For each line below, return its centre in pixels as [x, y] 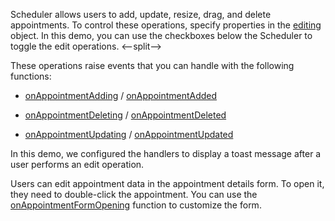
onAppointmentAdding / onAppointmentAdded [121, 95]
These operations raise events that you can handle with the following [152, 65]
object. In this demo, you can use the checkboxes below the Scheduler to [161, 35]
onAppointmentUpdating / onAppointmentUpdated [129, 134]
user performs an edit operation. [77, 164]
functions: [31, 76]
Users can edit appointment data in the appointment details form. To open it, [167, 183]
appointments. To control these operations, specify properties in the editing [166, 25]
